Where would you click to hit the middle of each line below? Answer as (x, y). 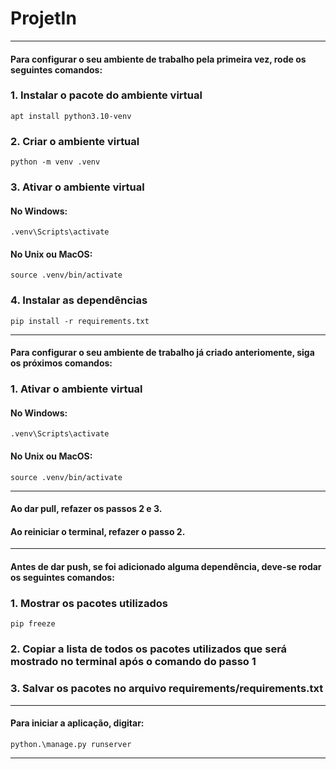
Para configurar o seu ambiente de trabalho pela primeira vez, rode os (158, 59)
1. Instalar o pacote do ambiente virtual (106, 95)
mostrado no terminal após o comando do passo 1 (133, 662)
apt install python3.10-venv (71, 116)
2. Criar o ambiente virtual (75, 141)
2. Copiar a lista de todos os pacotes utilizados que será (149, 649)
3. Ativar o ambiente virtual (77, 187)
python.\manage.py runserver (71, 744)
